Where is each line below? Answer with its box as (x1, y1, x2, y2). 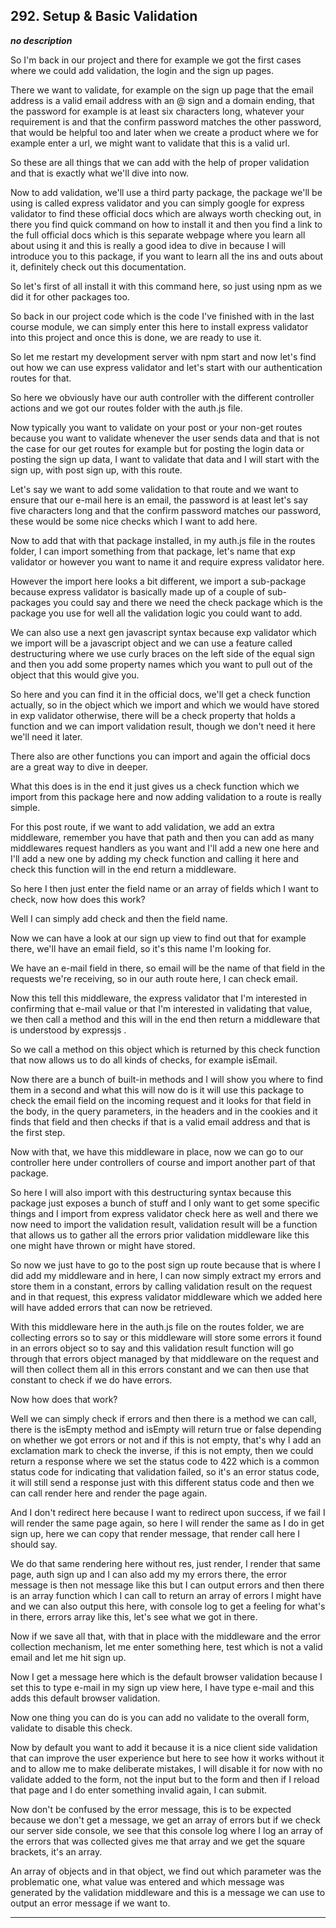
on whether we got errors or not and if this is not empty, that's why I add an (10, 1434, 322, 1446)
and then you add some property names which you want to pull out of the (10, 658, 313, 670)
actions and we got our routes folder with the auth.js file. (10, 402, 243, 414)
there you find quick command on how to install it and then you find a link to (10, 218, 323, 230)
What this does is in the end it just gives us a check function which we (10, 780, 300, 792)
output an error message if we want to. (10, 1897, 171, 1909)
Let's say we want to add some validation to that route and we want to (10, 483, 299, 495)
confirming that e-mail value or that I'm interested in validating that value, (10, 1002, 313, 1014)
